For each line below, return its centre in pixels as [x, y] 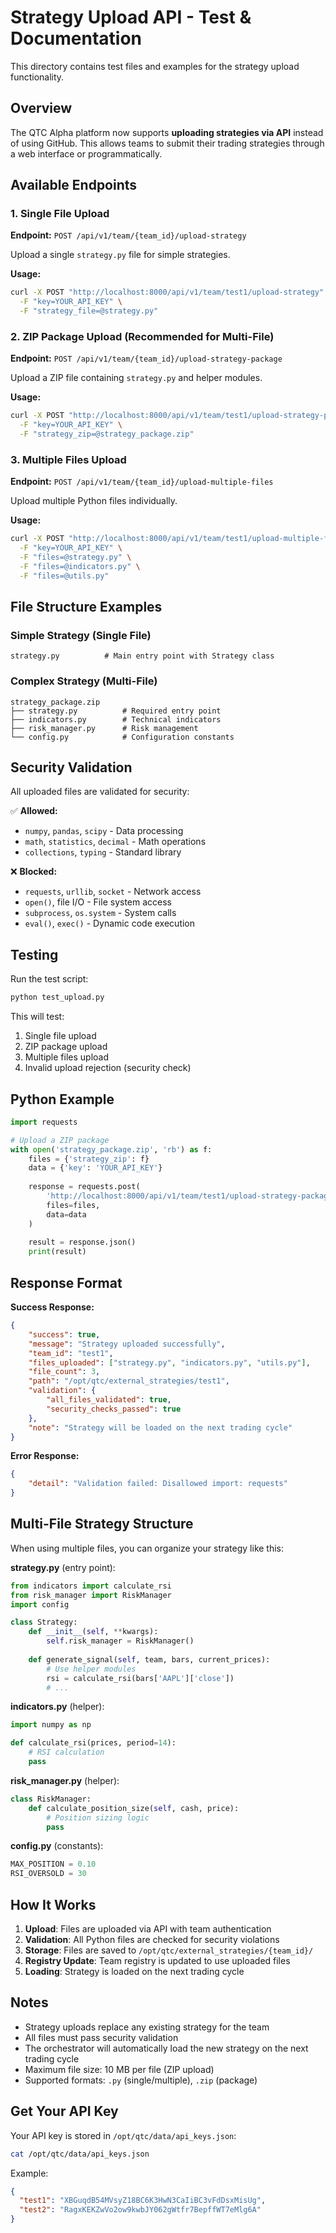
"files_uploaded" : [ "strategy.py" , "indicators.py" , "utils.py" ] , [169, 1362]
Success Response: [52, 1307]
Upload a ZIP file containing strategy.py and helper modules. [136, 378]
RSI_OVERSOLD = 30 [48, 1874]
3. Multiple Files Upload [68, 459]
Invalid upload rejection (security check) [108, 1068]
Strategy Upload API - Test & [131, 17]
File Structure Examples [86, 607]
